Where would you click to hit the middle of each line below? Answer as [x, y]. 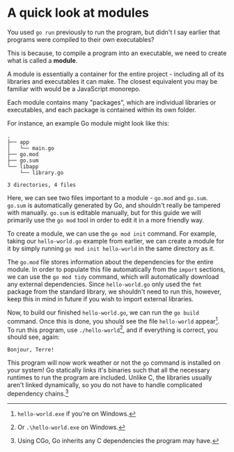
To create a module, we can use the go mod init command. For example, [112, 233]
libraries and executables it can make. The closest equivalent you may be [112, 81]
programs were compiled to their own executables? [81, 39]
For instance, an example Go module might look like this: [88, 123]
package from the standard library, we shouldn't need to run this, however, [114, 292]
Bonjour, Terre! [31, 350]
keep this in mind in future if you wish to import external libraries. [100, 299]
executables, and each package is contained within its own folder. [102, 110]
